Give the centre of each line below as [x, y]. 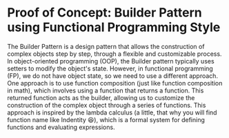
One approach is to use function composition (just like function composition [115, 83]
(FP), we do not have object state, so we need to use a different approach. [113, 76]
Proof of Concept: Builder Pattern [104, 13]
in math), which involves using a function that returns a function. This [106, 90]
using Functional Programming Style [114, 27]
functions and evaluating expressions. [61, 127]
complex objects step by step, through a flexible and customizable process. [114, 54]
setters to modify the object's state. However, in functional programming [110, 68]
